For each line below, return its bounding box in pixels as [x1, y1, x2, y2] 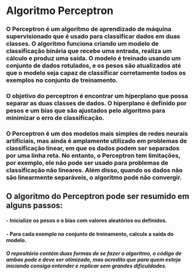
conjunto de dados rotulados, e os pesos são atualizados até [6, 61, 182, 70]
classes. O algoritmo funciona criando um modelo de [6, 40, 159, 48]
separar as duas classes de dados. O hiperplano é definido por [6, 99, 187, 108]
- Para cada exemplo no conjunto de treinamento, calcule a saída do [6, 230, 174, 238]
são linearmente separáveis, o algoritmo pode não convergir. [6, 173, 182, 181]
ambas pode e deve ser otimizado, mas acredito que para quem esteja [6, 256, 181, 263]
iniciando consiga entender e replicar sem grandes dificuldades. [6, 262, 168, 270]
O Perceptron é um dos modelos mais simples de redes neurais [6, 129, 189, 137]
